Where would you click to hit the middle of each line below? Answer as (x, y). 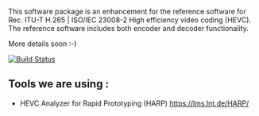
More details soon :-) (43, 44)
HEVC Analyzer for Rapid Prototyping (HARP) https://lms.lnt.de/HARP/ (134, 103)
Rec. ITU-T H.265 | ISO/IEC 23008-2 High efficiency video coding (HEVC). (130, 20)
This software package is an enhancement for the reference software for (127, 12)
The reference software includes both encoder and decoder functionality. (128, 28)
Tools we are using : (59, 84)
